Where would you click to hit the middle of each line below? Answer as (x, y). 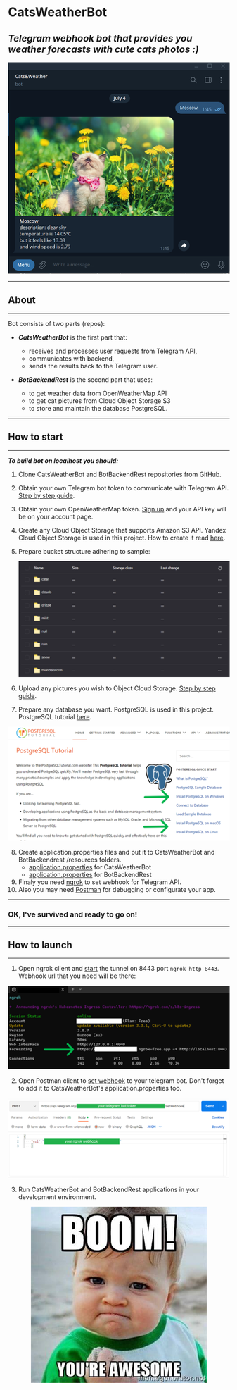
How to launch (40, 945)
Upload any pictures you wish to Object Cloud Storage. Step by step (117, 688)
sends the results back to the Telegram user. (93, 366)
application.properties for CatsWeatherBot (90, 867)
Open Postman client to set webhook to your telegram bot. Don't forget (121, 1081)
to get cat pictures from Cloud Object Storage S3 (100, 401)
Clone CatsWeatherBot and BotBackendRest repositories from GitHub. (120, 474)
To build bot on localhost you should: (63, 460)
